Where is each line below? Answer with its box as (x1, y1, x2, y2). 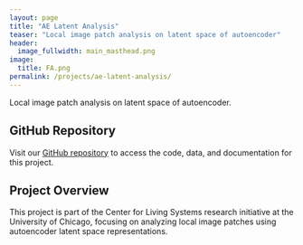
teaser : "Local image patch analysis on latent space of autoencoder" (9, 30, 281, 39)
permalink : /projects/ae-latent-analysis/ (9, 72, 172, 81)
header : (9, 38, 39, 48)
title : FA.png (17, 64, 71, 73)
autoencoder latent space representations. (9, 226, 168, 237)
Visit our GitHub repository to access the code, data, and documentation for (9, 146, 292, 158)
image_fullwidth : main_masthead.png (17, 47, 156, 56)
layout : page (9, 13, 59, 23)
